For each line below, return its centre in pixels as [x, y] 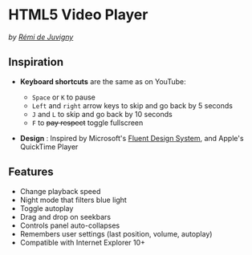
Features [31, 172]
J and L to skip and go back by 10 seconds [102, 114]
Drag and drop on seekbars [65, 217]
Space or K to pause [64, 97]
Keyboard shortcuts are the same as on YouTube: [103, 81]
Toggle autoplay [47, 208]
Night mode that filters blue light [73, 200]
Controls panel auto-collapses [70, 225]
